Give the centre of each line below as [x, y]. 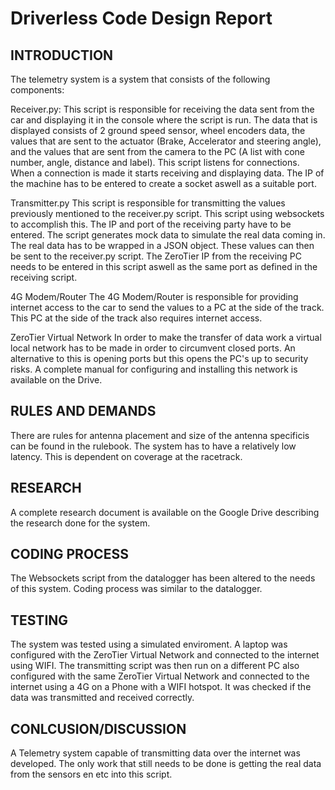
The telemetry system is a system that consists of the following [140, 79]
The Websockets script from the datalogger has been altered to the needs [163, 578]
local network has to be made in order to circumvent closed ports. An [153, 348]
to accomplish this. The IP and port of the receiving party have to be [151, 224]
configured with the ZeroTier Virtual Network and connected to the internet [165, 655]
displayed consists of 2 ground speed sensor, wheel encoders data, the [158, 130]
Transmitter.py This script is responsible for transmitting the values [148, 203]
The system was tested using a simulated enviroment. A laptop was [149, 644]
